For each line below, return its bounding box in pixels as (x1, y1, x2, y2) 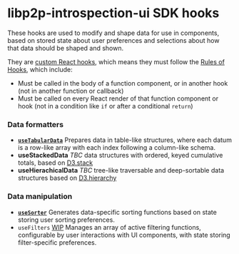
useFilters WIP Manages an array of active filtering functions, (17, 223, 201, 231)
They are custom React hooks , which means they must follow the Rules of (7, 57, 225, 66)
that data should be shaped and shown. (7, 44, 124, 52)
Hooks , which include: (7, 65, 73, 73)
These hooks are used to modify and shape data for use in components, (7, 29, 220, 37)
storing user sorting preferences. (17, 215, 116, 224)
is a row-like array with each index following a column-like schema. (17, 143, 216, 152)
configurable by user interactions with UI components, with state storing (17, 230, 230, 239)
